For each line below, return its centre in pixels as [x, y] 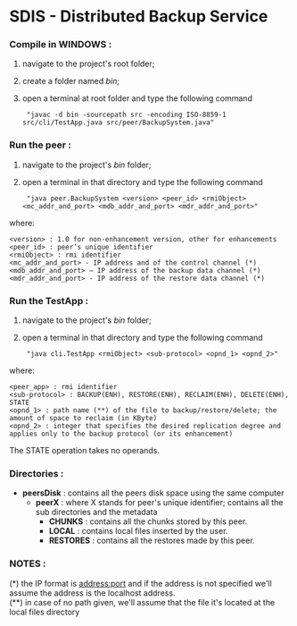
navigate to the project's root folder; [88, 63]
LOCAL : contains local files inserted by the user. [138, 531]
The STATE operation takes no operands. [85, 451]
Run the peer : [40, 145]
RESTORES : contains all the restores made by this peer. [152, 541]
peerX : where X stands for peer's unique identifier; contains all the [159, 503]
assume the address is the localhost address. [92, 593]
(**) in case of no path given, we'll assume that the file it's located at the [142, 602]
